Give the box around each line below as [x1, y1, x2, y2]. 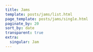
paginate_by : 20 [5, 21, 39, 26]
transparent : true [5, 30, 43, 35]
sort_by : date [5, 26, 35, 31]
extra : [5, 35, 19, 40]
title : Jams [5, 7, 30, 12]
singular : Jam [9, 40, 39, 45]
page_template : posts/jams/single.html [5, 16, 88, 21]
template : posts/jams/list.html [5, 12, 72, 17]
